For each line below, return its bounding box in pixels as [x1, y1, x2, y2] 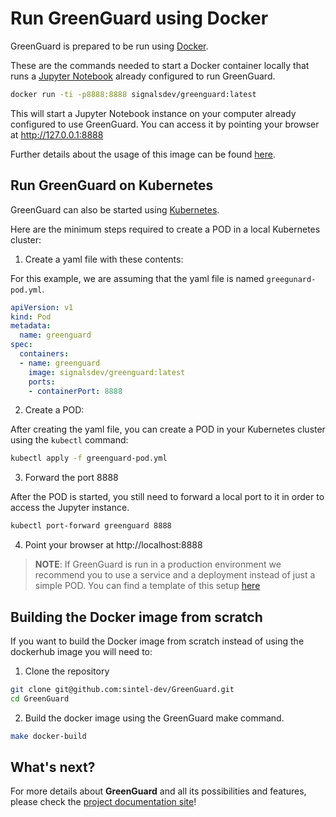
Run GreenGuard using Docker [10, 7, 269, 30]
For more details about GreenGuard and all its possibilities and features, [10, 785, 307, 797]
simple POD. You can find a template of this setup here [34, 580, 261, 592]
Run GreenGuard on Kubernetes [10, 177, 214, 194]
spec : [10, 340, 33, 350]
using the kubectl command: [10, 434, 129, 446]
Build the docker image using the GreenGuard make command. [24, 712, 285, 724]
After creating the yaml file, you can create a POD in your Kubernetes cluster [10, 423, 326, 436]
